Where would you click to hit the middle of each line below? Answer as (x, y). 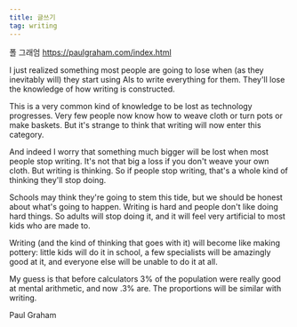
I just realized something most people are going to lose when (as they (136, 70)
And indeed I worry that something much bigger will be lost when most (139, 151)
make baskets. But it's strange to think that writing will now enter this (135, 124)
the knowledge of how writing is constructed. (92, 89)
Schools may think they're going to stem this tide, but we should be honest (146, 197)
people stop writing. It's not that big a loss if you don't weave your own (139, 161)
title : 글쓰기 (32, 17)
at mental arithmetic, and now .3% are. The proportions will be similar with (145, 288)
